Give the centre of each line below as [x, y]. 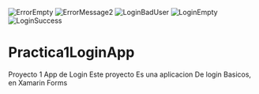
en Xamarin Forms [38, 82]
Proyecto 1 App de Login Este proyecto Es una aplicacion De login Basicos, [129, 74]
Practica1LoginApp [71, 53]
